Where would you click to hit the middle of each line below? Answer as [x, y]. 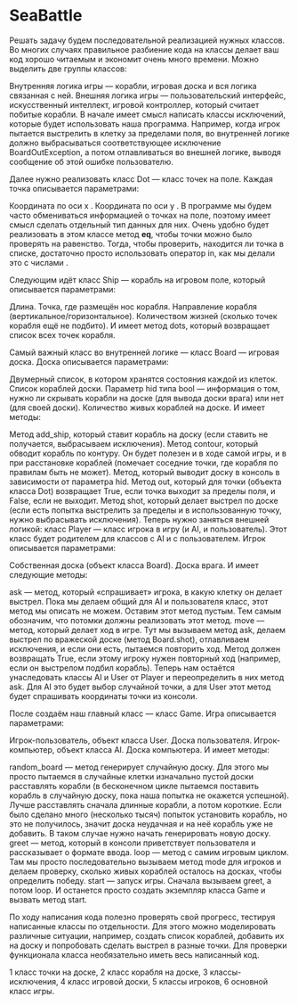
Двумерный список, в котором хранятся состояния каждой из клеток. [144, 379]
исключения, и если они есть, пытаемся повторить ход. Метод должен [145, 648]
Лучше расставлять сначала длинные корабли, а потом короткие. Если [145, 804]
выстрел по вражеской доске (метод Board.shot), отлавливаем [129, 639]
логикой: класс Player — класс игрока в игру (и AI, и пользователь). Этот [148, 529]
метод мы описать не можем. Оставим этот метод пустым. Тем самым [145, 611]
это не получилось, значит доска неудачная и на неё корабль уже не [141, 824]
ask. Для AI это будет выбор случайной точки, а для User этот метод [140, 687]
